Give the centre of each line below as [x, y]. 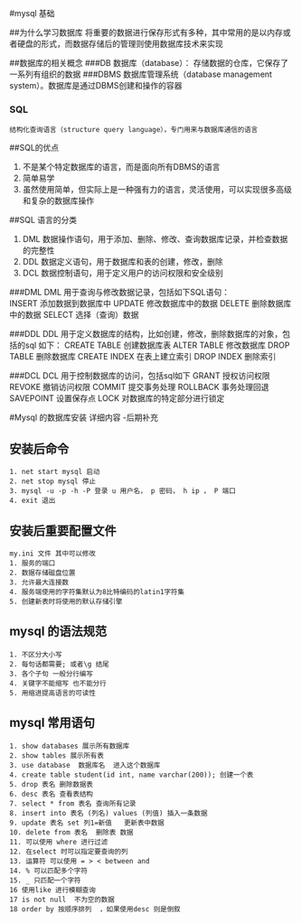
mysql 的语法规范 [58, 632]
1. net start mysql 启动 [55, 472]
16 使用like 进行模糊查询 [53, 890]
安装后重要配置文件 [63, 531]
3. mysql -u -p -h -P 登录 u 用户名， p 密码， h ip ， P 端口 [123, 491]
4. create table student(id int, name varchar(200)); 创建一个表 [132, 775]
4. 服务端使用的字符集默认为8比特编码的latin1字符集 [97, 592]
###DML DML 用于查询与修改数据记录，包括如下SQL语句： [120, 293]
